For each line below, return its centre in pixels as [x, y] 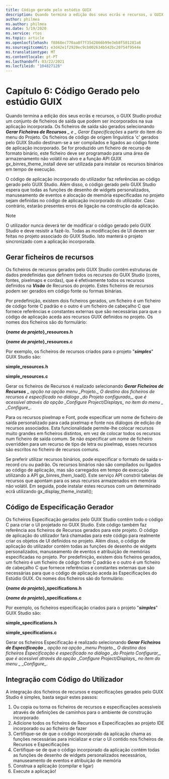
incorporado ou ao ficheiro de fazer [50, 728]
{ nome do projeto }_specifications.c [44, 597]
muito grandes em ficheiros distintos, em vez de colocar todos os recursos [83, 433]
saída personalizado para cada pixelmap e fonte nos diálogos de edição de [83, 423]
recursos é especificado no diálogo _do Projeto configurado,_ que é [76, 397]
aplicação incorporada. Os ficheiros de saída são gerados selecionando [80, 127]
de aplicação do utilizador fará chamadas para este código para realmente [83, 535]
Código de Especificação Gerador [60, 507]
